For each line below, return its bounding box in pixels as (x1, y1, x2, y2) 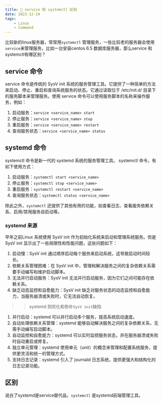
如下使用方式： (5, 163, 35, 169)
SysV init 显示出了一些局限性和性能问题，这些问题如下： (5, 240, 118, 246)
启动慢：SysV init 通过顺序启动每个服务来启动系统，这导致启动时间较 (12, 251, 150, 257)
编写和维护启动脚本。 (25, 269, 68, 275)
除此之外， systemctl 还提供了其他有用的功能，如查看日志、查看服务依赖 (5, 202, 150, 208)
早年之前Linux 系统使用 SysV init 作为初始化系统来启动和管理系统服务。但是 (5, 234, 157, 240)
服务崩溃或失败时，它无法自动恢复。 (25, 293, 98, 299)
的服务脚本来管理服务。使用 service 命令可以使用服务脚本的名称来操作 (5, 93, 146, 99)
